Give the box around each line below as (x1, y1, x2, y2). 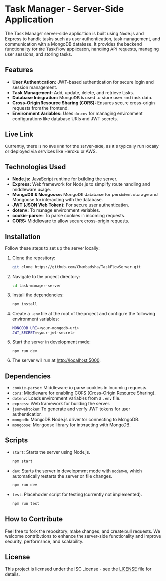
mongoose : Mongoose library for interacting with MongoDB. (12, 422, 131, 428)
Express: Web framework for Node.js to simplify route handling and (12, 181, 150, 187)
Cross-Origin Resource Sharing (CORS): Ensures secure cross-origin (12, 100, 155, 106)
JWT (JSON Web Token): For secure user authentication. (12, 202, 129, 208)
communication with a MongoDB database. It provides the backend (5, 41, 142, 47)
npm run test (12, 501, 40, 506)
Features (5, 66, 33, 74)
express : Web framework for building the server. (12, 401, 110, 407)
